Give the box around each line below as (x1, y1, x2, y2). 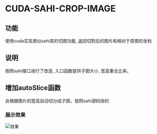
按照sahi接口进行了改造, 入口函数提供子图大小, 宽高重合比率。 (5, 68, 131, 74)
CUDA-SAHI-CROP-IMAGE (5, 3, 116, 14)
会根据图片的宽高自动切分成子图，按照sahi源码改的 (5, 97, 109, 104)
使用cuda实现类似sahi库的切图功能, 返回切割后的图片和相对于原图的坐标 (5, 38, 152, 44)
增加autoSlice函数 (5, 84, 61, 92)
